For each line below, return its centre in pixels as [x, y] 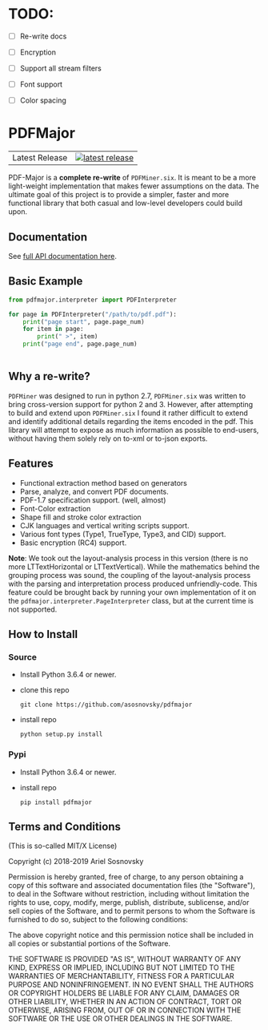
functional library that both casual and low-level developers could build [125, 203]
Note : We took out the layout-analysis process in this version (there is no [128, 558]
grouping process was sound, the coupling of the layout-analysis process [130, 575]
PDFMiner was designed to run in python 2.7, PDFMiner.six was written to [127, 396]
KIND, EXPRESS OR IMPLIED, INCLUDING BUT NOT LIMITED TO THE [122, 967]
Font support [41, 84]
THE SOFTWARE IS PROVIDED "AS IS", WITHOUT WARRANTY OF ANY [125, 959]
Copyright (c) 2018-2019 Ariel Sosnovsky [76, 862]
